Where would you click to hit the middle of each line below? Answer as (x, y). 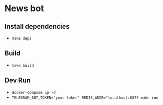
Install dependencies (37, 26)
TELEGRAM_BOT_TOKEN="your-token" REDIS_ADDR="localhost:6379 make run (85, 98)
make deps (22, 38)
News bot (24, 9)
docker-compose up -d (33, 92)
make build (23, 65)
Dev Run (18, 80)
